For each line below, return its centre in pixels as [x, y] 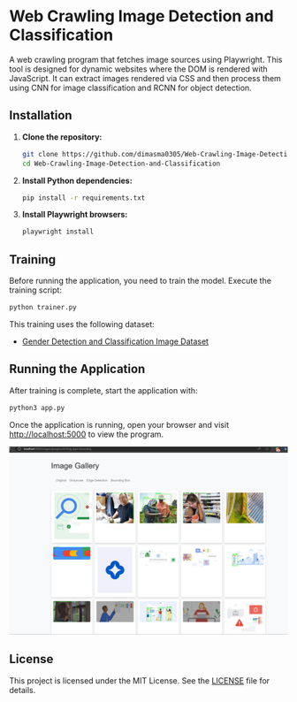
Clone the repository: [62, 137]
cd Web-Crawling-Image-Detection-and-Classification [121, 164]
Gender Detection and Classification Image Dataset [115, 341]
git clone [40, 154]
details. [23, 690]
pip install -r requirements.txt [84, 198]
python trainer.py [43, 308]
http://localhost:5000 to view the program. [87, 434]
